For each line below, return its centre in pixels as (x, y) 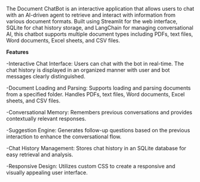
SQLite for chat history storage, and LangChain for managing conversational (100, 28)
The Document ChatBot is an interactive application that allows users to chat (100, 9)
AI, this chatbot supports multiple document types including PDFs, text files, (100, 34)
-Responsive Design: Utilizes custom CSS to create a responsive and (91, 166)
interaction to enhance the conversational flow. (64, 136)
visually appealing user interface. (47, 172)
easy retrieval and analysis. (40, 154)
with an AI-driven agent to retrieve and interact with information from (91, 15)
